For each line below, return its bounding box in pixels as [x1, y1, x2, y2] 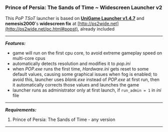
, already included [77, 26, 115, 32]
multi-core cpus [12, 55, 46, 61]
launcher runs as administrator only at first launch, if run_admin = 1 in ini [12, 87, 161, 93]
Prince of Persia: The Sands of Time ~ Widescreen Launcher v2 [5, 4, 162, 11]
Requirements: [5, 107, 36, 113]
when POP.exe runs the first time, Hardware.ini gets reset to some [12, 66, 149, 72]
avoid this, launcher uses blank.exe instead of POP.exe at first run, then [12, 76, 160, 82]
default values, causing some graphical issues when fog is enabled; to [12, 71, 157, 77]
